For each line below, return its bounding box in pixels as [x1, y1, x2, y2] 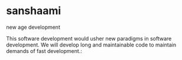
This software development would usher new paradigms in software [6, 35, 172, 42]
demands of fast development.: [6, 47, 83, 54]
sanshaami [6, 4, 61, 18]
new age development [6, 24, 60, 31]
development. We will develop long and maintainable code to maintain [6, 41, 176, 48]
